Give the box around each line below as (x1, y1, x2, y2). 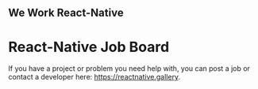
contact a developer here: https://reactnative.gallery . (8, 72, 181, 82)
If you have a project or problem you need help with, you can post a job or (8, 64, 250, 73)
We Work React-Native (8, 6, 125, 20)
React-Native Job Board (8, 38, 170, 56)
